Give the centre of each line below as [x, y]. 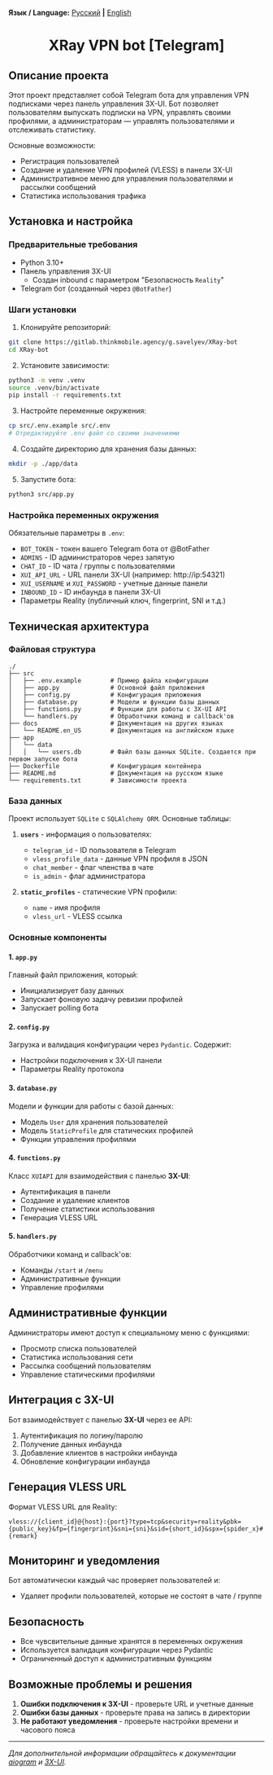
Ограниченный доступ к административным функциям [116, 1659]
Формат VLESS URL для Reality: [63, 1506]
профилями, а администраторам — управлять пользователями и [121, 121]
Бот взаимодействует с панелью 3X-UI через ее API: [100, 1419]
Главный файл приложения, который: [73, 975]
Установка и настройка [71, 221]
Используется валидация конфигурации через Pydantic [117, 1650]
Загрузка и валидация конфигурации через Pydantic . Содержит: [120, 1045]
